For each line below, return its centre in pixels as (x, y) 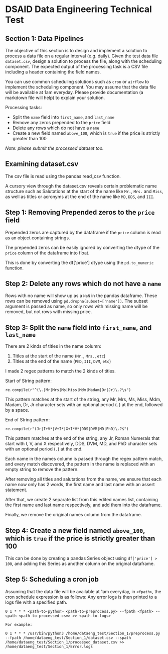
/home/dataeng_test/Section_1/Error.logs (49, 646)
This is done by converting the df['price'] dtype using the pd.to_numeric (79, 262)
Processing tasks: (24, 107)
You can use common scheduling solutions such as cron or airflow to (77, 82)
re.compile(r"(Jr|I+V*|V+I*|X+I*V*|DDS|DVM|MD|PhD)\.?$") (67, 429)
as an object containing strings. (38, 238)
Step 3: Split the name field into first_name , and (78, 328)
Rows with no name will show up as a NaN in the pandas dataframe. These (81, 296)
